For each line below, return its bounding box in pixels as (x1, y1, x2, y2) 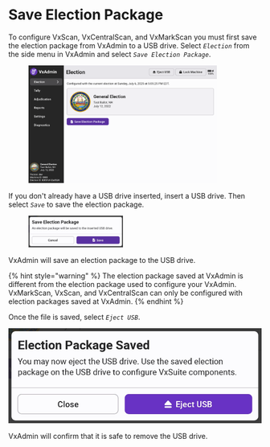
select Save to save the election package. (8, 199, 145, 210)
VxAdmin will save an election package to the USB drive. (8, 256, 196, 265)
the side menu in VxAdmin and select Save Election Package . (8, 49, 211, 59)
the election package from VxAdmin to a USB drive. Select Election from (8, 40, 250, 50)
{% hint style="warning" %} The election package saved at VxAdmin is (8, 271, 243, 281)
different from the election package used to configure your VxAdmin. (8, 280, 237, 289)
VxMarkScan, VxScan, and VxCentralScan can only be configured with (8, 288, 243, 298)
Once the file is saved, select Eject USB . (8, 312, 141, 322)
